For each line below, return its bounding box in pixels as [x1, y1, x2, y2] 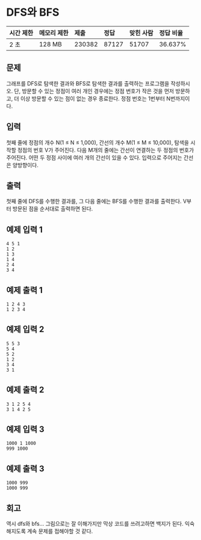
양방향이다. [12, 161, 39, 168]
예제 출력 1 [6, 285, 43, 295]
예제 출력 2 [6, 385, 45, 395]
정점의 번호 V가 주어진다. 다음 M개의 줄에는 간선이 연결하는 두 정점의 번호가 [17, 146, 194, 153]
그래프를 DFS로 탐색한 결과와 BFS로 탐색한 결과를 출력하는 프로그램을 [6, 79, 170, 87]
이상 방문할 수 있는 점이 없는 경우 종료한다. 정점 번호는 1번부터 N [20, 94, 171, 102]
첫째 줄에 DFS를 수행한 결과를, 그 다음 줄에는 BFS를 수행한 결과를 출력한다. [6, 198, 182, 205]
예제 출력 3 [6, 464, 45, 474]
